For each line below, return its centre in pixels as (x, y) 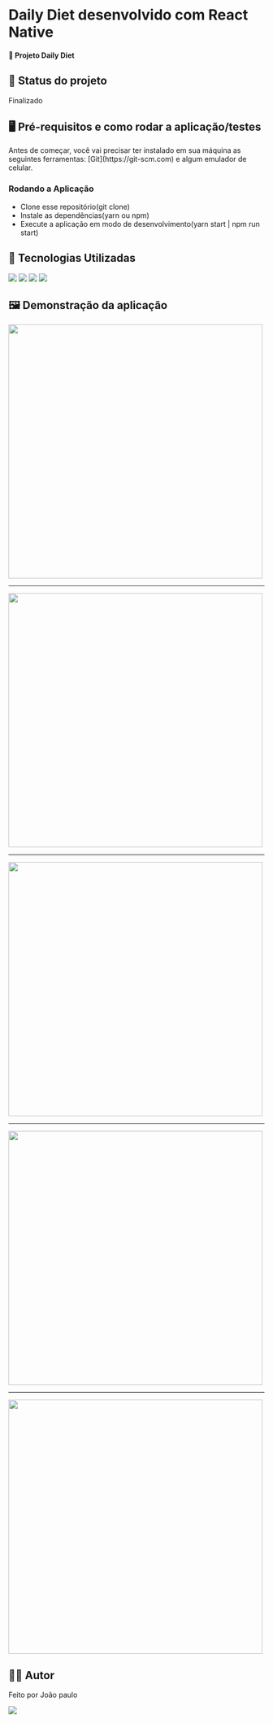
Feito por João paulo (43, 1695)
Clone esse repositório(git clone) (75, 207)
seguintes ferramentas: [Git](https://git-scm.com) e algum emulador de (128, 159)
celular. (21, 168)
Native (31, 32)
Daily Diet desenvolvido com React (128, 15)
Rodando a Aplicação (52, 189)
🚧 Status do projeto (58, 81)
